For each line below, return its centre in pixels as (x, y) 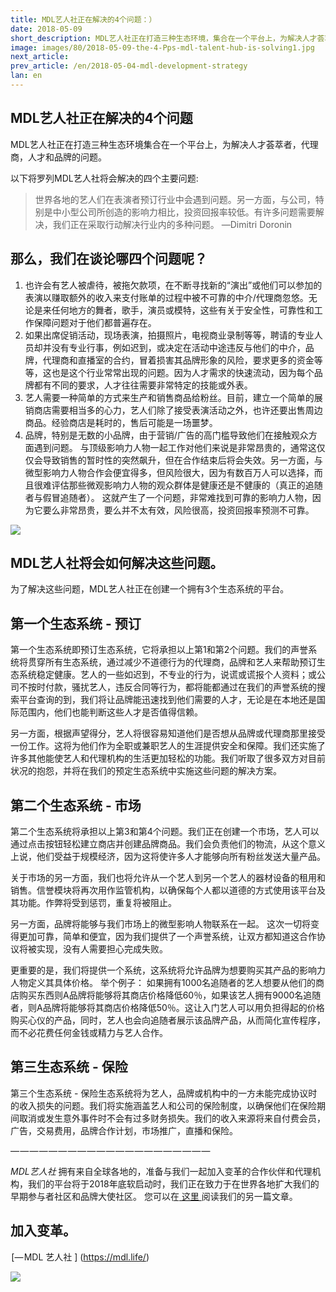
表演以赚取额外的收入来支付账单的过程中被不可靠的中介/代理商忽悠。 (166, 297)
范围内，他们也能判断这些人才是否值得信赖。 (110, 712)
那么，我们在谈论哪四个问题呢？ (109, 259)
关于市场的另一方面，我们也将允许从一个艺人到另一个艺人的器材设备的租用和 (168, 877)
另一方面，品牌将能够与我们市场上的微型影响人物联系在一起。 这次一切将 (160, 923)
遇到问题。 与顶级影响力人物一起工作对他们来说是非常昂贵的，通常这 (175, 447)
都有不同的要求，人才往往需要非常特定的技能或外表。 (143, 385)
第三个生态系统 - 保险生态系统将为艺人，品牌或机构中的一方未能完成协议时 (164, 1093)
